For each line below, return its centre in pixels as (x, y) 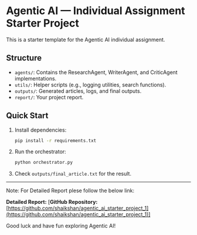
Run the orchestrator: (40, 152)
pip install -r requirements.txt (55, 140)
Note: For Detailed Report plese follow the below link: (70, 191)
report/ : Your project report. (49, 97)
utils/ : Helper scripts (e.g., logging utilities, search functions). (90, 85)
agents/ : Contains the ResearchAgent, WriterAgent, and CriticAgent (96, 72)
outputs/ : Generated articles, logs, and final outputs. (78, 91)
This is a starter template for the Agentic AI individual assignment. (86, 39)
